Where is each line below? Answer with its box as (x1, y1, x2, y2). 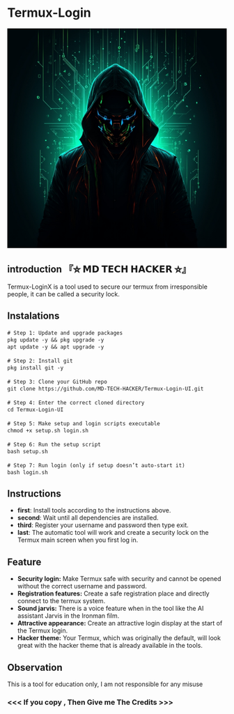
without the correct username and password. (17, 582, 148, 591)
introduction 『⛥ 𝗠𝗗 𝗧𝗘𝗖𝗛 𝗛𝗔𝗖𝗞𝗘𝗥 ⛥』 (7, 264, 192, 275)
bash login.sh (7, 469, 49, 476)
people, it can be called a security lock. (7, 289, 120, 298)
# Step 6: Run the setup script (7, 441, 101, 448)
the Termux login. (17, 626, 68, 635)
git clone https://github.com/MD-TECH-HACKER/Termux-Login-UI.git (7, 385, 204, 392)
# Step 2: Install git (7, 357, 73, 364)
